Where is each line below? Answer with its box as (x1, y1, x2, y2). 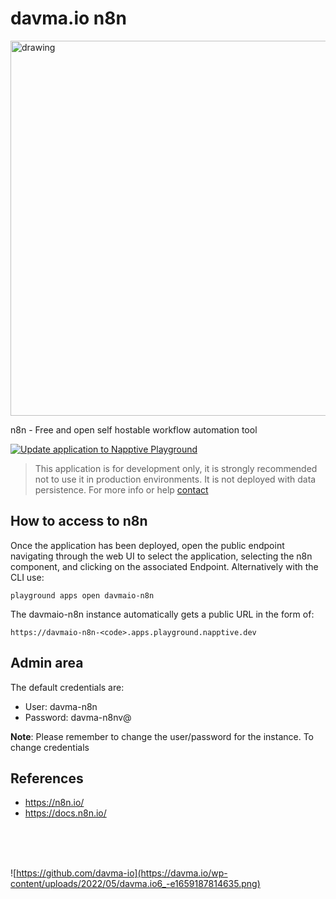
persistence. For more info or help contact (34, 483, 209, 496)
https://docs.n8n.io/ (24, 807, 107, 819)
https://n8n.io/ (24, 797, 85, 809)
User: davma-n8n (24, 700, 98, 712)
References (10, 770, 84, 787)
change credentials (10, 741, 90, 753)
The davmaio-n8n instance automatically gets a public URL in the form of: (10, 608, 315, 620)
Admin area (10, 655, 84, 672)
